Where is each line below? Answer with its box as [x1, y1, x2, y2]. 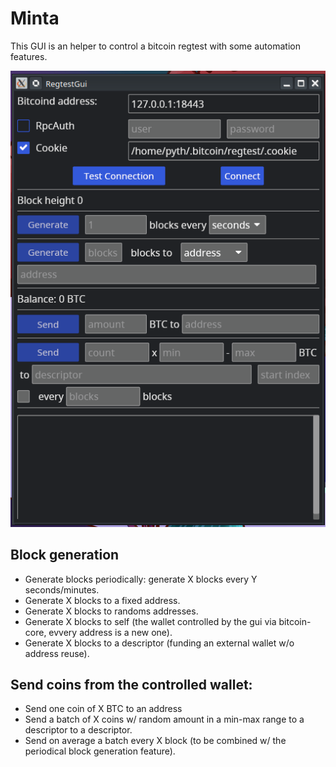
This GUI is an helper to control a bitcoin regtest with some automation [10, 40, 301, 52]
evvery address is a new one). [48, 626, 173, 638]
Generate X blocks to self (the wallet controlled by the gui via [24, 615, 277, 627]
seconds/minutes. [24, 583, 100, 596]
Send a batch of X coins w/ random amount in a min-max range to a [24, 713, 305, 726]
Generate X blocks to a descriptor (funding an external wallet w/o [24, 637, 295, 649]
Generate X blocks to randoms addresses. [24, 605, 199, 617]
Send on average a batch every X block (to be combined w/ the [24, 735, 287, 747]
